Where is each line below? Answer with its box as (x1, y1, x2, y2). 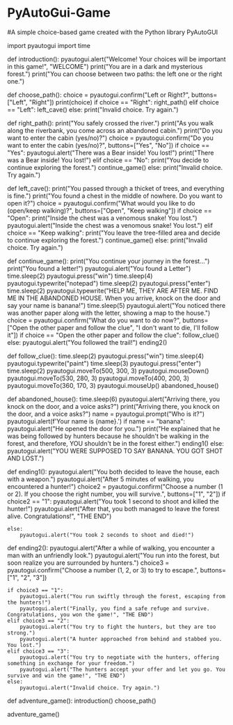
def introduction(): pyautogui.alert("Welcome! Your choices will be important (7, 54, 226, 63)
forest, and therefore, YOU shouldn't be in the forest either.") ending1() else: (7, 439, 225, 447)
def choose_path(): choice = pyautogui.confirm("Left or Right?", (7, 91, 190, 99)
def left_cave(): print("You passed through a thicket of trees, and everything (7, 184, 225, 192)
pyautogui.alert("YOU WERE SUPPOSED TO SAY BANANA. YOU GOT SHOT (7, 446, 223, 455)
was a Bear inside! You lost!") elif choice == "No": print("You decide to (7, 155, 209, 164)
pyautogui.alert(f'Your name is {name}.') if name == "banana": (7, 416, 186, 426)
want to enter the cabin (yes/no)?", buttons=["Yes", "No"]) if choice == (7, 141, 210, 149)
